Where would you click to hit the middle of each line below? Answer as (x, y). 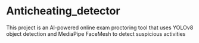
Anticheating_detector (63, 11)
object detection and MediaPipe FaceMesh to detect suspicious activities (96, 33)
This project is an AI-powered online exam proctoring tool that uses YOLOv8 (100, 27)
